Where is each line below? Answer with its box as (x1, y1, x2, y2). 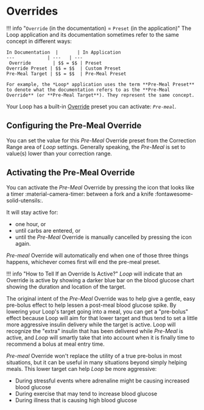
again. (15, 240, 31, 247)
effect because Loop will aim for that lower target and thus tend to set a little (6, 314, 198, 321)
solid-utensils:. (6, 197, 44, 204)
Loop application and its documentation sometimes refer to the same (6, 31, 180, 38)
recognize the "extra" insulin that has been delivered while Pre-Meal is (6, 327, 184, 334)
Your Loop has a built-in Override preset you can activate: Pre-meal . (6, 103, 177, 110)
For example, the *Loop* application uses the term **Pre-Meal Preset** (6, 81, 195, 87)
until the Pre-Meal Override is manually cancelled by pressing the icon (15, 233, 192, 241)
